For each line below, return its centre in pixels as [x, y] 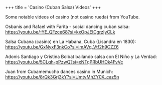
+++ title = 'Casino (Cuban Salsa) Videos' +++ [53, 7]
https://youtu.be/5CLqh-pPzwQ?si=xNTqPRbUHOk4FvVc [64, 62]
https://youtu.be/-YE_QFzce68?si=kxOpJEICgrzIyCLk [60, 32]
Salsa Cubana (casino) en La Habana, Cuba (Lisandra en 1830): [71, 41]
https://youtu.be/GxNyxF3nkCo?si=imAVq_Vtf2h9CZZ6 [62, 47]
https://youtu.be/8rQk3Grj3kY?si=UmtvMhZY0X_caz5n [62, 77]
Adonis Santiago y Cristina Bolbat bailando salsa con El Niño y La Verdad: [81, 56]
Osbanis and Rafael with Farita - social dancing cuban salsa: [67, 26]
